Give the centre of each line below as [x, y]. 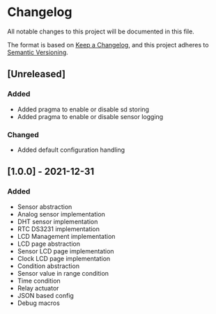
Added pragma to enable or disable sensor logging [90, 116]
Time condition [39, 281]
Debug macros [39, 303]
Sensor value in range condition [63, 273]
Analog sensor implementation [61, 214]
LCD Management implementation [66, 236]
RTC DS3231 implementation [58, 229]
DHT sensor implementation [57, 221]
